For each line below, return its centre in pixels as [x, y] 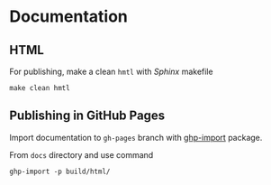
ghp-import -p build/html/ [60, 171]
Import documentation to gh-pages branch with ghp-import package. [136, 137]
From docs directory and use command [81, 154]
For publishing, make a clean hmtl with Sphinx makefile [111, 71]
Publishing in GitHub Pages [87, 116]
